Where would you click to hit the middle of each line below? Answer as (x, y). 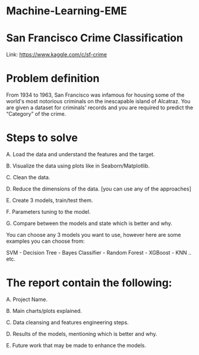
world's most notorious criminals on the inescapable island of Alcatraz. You (99, 102)
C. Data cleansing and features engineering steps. (67, 322)
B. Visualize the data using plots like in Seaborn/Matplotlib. (78, 166)
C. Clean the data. (28, 177)
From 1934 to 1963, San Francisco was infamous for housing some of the (96, 95)
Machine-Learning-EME (67, 11)
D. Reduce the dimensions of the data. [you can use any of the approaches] (99, 189)
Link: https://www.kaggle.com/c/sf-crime (57, 55)
